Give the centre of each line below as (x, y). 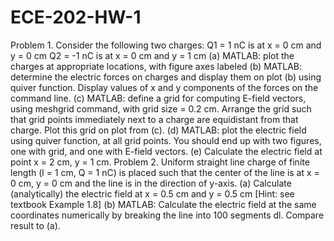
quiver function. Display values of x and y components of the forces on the (164, 87)
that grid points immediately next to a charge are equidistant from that (154, 119)
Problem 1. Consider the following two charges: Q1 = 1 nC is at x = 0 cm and (166, 45)
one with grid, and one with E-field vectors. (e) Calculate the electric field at (166, 151)
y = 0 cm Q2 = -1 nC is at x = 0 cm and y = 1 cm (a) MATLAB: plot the (152, 55)
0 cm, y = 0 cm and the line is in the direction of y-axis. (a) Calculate (151, 183)
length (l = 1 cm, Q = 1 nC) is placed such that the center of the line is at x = (165, 172)
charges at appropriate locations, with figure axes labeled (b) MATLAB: (156, 66)
